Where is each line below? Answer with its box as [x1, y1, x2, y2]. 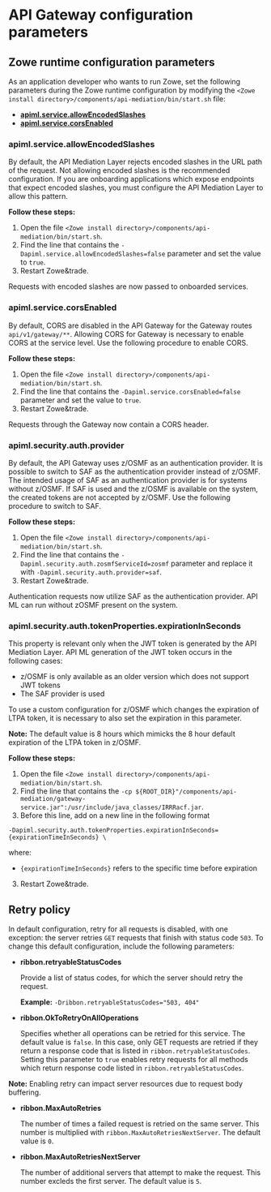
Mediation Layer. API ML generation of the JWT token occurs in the [8, 648, 233, 657]
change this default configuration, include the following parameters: [8, 941, 235, 951]
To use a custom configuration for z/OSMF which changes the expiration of [8, 704, 260, 715]
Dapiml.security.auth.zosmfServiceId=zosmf [19, 560, 170, 568]
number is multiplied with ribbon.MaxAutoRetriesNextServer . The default [19, 1128, 261, 1137]
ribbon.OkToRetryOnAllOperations [19, 1013, 139, 1022]
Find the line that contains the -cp [19, 786, 133, 796]
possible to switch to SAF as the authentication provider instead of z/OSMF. [8, 467, 261, 476]
